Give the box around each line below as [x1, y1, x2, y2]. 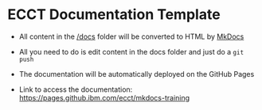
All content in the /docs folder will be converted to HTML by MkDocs [18, 32, 244, 41]
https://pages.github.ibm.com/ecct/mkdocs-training [18, 93, 190, 102]
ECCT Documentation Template [7, 6, 221, 24]
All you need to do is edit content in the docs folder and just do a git [18, 47, 244, 56]
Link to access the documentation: [18, 85, 133, 94]
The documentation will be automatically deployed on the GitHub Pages [18, 69, 255, 78]
